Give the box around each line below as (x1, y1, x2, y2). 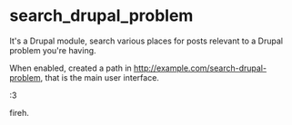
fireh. (9, 107, 30, 118)
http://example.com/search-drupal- (133, 62, 267, 73)
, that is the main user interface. (40, 72, 159, 82)
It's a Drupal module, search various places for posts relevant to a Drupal (9, 35, 284, 46)
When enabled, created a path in (9, 62, 132, 73)
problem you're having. (9, 44, 97, 55)
